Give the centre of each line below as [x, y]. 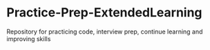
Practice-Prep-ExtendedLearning [104, 13]
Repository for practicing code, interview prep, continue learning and [105, 32]
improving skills [29, 38]
